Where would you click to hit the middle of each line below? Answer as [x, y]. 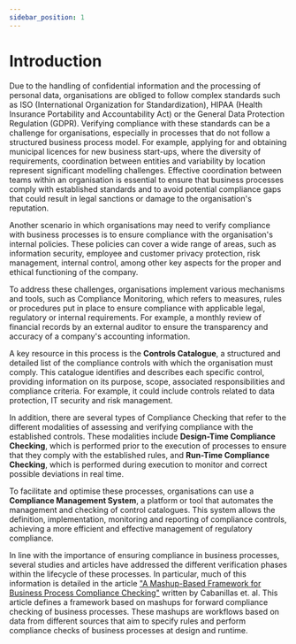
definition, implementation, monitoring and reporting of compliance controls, [148, 519]
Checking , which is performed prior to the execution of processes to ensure [148, 445]
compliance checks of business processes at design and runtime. [129, 630]
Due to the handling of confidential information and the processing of [135, 86]
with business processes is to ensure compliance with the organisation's [141, 234]
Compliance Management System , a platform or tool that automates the [141, 500]
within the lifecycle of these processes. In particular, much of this [128, 574]
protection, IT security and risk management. [91, 400]
